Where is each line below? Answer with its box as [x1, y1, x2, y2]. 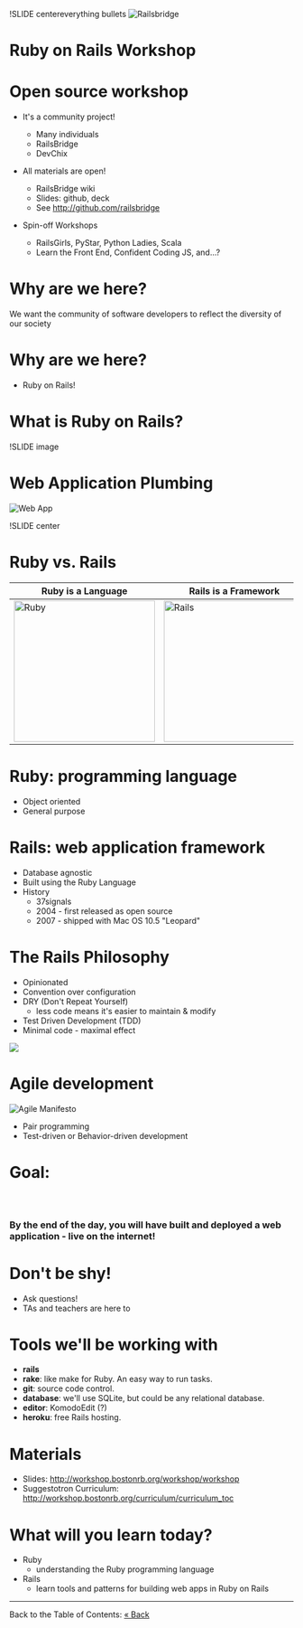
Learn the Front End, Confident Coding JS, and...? [35, 247, 221, 258]
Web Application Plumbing [9, 473, 214, 494]
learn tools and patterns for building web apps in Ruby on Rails [35, 1583, 269, 1595]
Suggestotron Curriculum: [22, 1483, 119, 1494]
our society [9, 318, 51, 329]
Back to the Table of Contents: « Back [9, 1609, 151, 1620]
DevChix [35, 148, 68, 159]
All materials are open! [22, 165, 106, 176]
